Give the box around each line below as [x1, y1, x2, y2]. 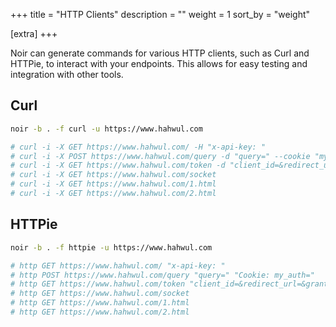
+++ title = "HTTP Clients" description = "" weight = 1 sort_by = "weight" [10, 9, 311, 20]
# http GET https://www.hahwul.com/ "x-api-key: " [10, 260, 226, 271]
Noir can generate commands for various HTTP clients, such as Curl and [10, 47, 310, 59]
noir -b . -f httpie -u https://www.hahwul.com [10, 242, 213, 253]
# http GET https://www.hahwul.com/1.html [10, 298, 190, 308]
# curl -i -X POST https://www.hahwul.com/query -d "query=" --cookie [10, 151, 311, 161]
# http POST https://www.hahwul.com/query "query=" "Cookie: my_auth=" [10, 270, 315, 280]
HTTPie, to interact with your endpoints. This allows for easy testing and [10, 58, 308, 69]
